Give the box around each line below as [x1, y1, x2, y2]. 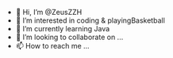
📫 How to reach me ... [15, 42, 90, 50]
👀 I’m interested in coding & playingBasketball [15, 16, 165, 25]
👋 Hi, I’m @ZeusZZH [15, 8, 83, 16]
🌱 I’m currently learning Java [15, 24, 110, 33]
